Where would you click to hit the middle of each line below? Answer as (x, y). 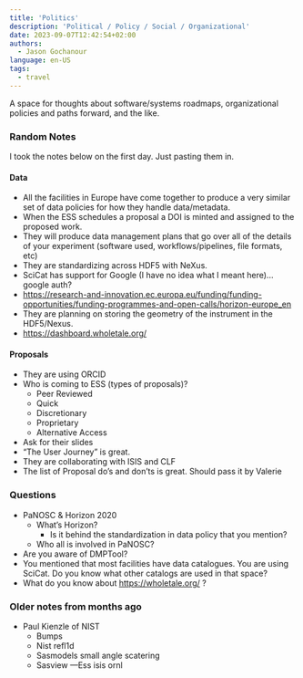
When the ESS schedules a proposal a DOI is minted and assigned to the (158, 217)
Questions (33, 495)
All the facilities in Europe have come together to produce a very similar (157, 198)
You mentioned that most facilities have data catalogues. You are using (156, 563)
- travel (34, 78)
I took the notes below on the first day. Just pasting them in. (122, 157)
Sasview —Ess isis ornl (79, 665)
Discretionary (61, 413)
